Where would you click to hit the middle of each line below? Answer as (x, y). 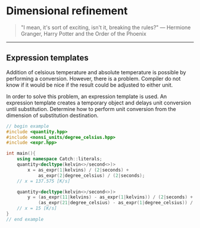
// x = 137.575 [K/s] (43, 181)
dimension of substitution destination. (52, 115)
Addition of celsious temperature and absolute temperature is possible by (96, 72)
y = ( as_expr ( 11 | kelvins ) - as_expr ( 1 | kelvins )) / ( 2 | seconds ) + (110, 197)
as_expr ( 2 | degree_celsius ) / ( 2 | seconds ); (91, 175)
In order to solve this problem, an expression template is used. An (87, 96)
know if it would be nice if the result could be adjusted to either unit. (90, 85)
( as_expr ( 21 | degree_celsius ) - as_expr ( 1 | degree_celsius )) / (115, 203)
